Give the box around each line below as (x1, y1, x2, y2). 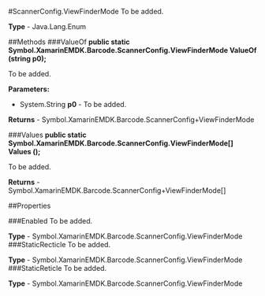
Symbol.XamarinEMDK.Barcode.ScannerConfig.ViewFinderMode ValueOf (8, 46, 257, 54)
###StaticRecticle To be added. (8, 240, 111, 249)
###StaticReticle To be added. (8, 264, 107, 272)
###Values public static (8, 130, 87, 139)
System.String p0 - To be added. (19, 100, 127, 109)
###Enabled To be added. (8, 216, 93, 225)
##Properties (8, 201, 51, 210)
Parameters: (8, 84, 50, 94)
